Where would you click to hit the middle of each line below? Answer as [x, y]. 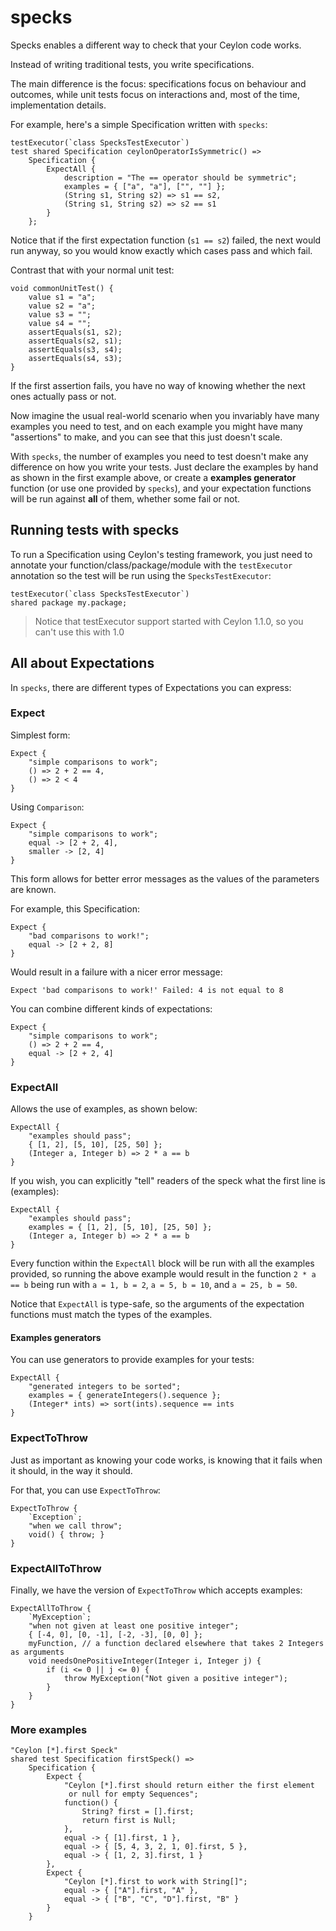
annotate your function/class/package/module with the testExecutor [151, 565]
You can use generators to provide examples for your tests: [132, 1360]
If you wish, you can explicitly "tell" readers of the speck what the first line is [168, 1181]
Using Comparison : [47, 807]
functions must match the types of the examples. [111, 1315]
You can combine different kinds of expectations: [111, 1008]
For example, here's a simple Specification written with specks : [139, 124]
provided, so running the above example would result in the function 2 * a [163, 1274]
